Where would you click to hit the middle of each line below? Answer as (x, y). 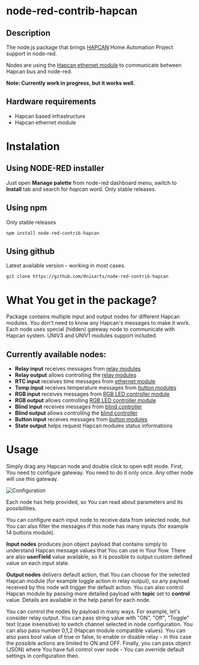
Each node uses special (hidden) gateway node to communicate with (91, 330)
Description (28, 33)
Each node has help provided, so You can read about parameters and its (94, 502)
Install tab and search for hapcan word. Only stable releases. (81, 189)
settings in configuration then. (43, 656)
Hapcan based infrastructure (50, 116)
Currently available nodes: (56, 354)
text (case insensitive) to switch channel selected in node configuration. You (99, 624)
